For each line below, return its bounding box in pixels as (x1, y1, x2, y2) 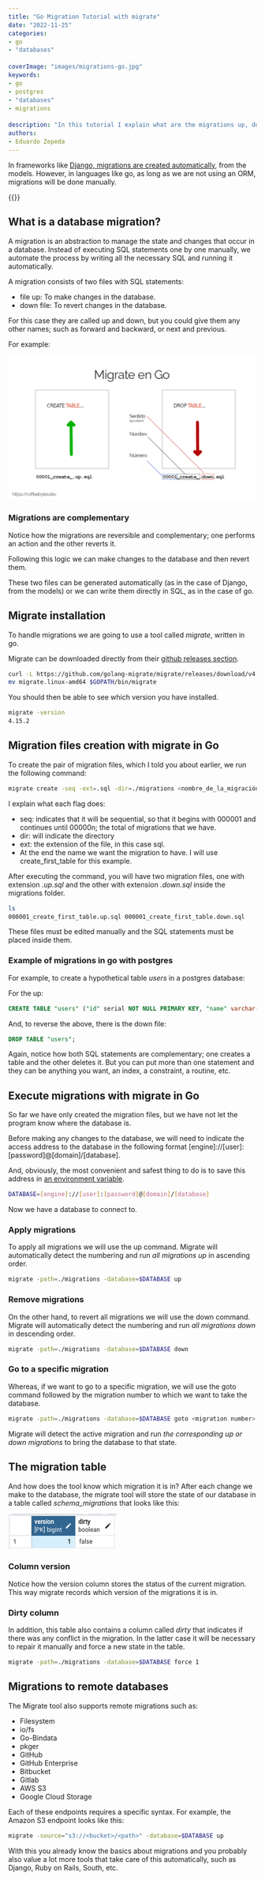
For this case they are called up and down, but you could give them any (8, 316, 241, 325)
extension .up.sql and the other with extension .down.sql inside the (8, 880, 226, 889)
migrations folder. (8, 888, 65, 898)
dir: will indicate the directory (19, 831, 115, 840)
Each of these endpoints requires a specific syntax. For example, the (8, 1807, 231, 1816)
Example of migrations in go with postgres (8, 955, 174, 966)
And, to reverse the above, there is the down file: (8, 1019, 167, 1028)
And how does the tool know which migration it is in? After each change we (8, 1481, 253, 1491)
